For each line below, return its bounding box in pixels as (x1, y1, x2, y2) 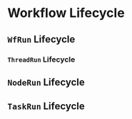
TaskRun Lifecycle (7, 101, 85, 113)
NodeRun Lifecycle (7, 76, 85, 88)
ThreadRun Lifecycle (7, 55, 76, 64)
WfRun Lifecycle (7, 33, 76, 45)
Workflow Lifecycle (7, 5, 125, 21)
